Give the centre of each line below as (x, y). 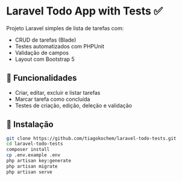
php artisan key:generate (39, 161)
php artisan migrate (32, 166)
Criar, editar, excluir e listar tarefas (58, 92)
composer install (28, 150)
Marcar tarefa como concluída (52, 99)
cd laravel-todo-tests (35, 144)
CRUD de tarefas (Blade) (45, 40)
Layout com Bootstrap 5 (45, 59)
